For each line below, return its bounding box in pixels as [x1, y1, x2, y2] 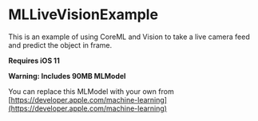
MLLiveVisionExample [8, 6, 158, 24]
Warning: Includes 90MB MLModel [8, 71, 126, 80]
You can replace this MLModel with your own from [8, 86, 174, 96]
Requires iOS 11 [8, 56, 60, 65]
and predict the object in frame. [8, 40, 113, 49]
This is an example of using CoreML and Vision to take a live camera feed [8, 32, 250, 41]
